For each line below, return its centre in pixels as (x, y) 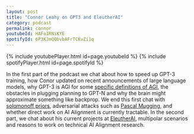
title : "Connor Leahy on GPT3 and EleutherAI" (65, 17)
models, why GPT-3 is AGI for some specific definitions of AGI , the (88, 87)
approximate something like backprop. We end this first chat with (85, 99)
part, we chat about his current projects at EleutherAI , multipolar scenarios (97, 119)
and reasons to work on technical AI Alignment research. (76, 125)
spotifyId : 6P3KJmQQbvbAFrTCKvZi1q (50, 39)
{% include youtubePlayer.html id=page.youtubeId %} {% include (86, 56)
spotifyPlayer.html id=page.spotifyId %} (55, 63)
